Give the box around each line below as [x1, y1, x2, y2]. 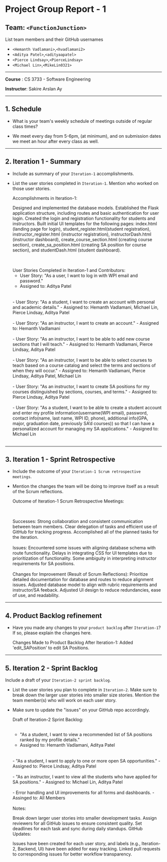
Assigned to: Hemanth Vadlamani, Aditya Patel [19, 742, 115, 748]
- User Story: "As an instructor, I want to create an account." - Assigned [12, 320, 159, 326]
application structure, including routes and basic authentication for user [12, 210, 159, 216]
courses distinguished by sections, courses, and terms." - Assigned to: [12, 389, 158, 395]
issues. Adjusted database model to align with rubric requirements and [12, 582, 158, 588]
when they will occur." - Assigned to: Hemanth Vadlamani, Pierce [12, 367, 146, 373]
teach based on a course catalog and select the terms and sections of [12, 362, 156, 368]
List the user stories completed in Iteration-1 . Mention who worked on [12, 180, 159, 186]
